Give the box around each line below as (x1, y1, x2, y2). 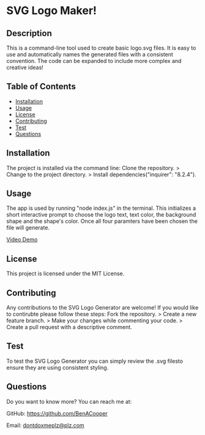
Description (6, 28, 52, 39)
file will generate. (6, 224, 50, 231)
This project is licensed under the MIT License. (6, 270, 125, 277)
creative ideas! (6, 64, 44, 71)
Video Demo (6, 236, 38, 244)
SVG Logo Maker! (6, 4, 97, 18)
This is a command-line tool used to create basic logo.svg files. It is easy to (6, 44, 196, 51)
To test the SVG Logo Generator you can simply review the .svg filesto (6, 357, 184, 365)
